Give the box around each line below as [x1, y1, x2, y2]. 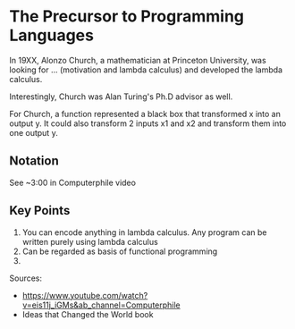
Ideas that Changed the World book [21, 308, 154, 319]
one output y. [9, 127, 58, 138]
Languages [9, 25, 94, 46]
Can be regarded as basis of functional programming [21, 246, 218, 257]
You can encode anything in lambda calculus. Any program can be [21, 226, 267, 238]
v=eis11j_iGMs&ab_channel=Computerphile [21, 299, 181, 310]
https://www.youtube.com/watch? [21, 290, 148, 300]
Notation [9, 154, 60, 169]
